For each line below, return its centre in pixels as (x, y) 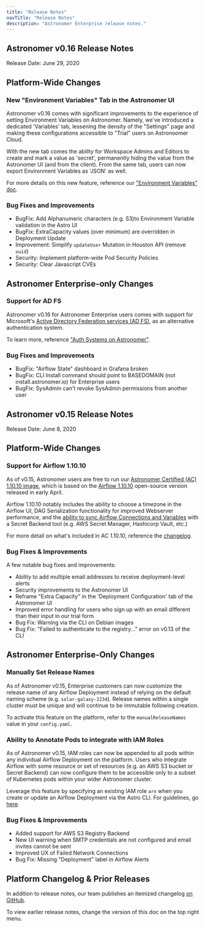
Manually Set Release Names (50, 672)
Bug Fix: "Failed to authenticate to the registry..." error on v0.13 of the (102, 629)
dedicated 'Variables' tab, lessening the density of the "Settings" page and (100, 126)
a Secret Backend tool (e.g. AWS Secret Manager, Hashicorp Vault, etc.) (97, 523)
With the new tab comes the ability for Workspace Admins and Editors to (98, 151)
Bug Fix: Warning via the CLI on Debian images (74, 622)
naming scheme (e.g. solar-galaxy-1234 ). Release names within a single (97, 698)
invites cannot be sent (43, 847)
